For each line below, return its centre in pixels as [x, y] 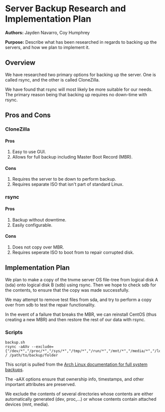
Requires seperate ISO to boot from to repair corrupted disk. [73, 252]
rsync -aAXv [17, 347]
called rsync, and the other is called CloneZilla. [52, 80]
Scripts [14, 332]
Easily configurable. [32, 225]
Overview [20, 63]
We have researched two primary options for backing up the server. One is [81, 75]
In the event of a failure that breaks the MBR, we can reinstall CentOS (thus [81, 314]
